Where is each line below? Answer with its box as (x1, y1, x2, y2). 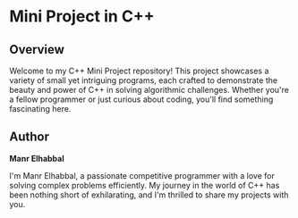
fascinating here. (9, 104, 72, 113)
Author (9, 130, 49, 145)
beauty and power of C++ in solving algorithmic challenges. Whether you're (9, 85, 289, 95)
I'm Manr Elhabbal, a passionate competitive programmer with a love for (9, 170, 275, 180)
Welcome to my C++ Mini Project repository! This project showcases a (9, 65, 269, 76)
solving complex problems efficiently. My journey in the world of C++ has (9, 180, 280, 190)
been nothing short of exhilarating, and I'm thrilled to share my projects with (9, 189, 289, 200)
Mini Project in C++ (9, 6, 155, 27)
